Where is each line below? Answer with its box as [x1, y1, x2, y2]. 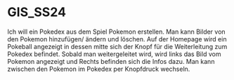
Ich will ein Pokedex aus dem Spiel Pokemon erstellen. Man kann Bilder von [7, 27, 226, 36]
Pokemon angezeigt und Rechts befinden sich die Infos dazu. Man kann [7, 57, 215, 65]
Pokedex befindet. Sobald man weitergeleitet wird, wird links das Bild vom [7, 50, 221, 58]
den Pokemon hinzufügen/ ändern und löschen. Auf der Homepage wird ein [7, 34, 227, 43]
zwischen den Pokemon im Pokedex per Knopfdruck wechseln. [7, 65, 190, 73]
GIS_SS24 [7, 4, 67, 20]
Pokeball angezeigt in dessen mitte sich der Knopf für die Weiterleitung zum [7, 42, 228, 51]
